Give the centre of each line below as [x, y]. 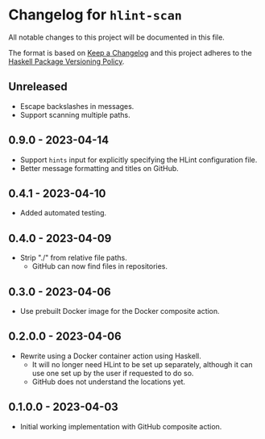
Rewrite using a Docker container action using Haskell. [110, 356]
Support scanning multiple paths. [75, 115]
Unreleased [38, 87]
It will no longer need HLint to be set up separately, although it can [142, 364]
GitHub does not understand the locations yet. [109, 382]
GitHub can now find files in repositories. [99, 266]
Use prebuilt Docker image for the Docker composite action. [120, 311]
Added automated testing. [63, 213]
